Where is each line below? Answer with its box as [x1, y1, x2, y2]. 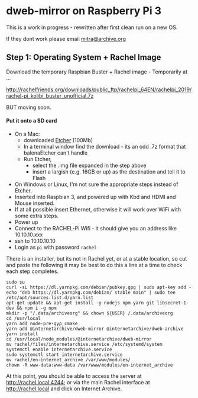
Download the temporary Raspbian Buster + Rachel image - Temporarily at [6, 68, 188, 75]
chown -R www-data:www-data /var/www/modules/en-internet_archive [6, 362, 173, 368]
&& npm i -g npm [17, 305, 57, 311]
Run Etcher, [23, 155, 52, 162]
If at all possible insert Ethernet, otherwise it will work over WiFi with [14, 206, 181, 213]
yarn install [6, 330, 38, 337]
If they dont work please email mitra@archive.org [6, 35, 126, 42]
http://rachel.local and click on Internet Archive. [6, 385, 122, 392]
